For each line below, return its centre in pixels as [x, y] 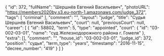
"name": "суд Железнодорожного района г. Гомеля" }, [88, 33]
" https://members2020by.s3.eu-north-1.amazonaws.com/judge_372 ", [76, 12]
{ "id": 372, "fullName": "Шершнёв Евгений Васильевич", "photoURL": [77, 7]
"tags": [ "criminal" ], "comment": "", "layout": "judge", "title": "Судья [75, 17]
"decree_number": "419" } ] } [34, 48]
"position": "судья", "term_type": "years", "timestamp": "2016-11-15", [75, 43]
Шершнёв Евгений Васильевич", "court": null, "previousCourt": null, [75, 22]
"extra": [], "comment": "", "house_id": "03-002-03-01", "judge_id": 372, [79, 38]
